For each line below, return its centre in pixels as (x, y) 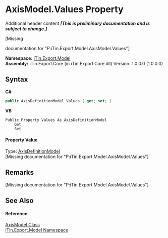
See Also (19, 201)
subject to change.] (26, 28)
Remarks (20, 172)
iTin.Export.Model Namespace (37, 230)
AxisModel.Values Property (64, 9)
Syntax (17, 80)
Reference (16, 213)
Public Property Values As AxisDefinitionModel (56, 120)
